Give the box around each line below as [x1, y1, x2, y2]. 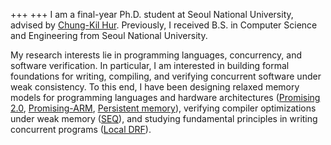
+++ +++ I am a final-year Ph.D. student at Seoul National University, [10, 9, 294, 20]
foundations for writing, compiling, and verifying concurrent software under [10, 70, 322, 82]
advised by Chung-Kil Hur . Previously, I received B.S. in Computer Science [10, 19, 318, 31]
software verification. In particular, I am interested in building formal [10, 60, 290, 71]
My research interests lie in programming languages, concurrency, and [10, 49, 302, 61]
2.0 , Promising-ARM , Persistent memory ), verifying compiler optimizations [10, 102, 317, 114]
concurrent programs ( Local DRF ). [10, 124, 152, 135]
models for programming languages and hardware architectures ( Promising [10, 92, 321, 103]
